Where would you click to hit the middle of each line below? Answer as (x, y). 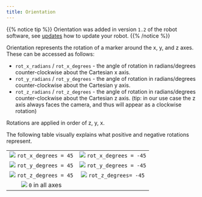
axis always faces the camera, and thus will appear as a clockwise (98, 105)
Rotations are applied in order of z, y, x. (56, 123)
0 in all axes (45, 185)
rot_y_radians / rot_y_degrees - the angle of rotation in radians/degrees (105, 78)
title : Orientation (31, 12)
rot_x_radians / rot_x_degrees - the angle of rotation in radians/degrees (105, 66)
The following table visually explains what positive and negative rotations (98, 134)
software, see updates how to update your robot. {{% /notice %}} (88, 36)
